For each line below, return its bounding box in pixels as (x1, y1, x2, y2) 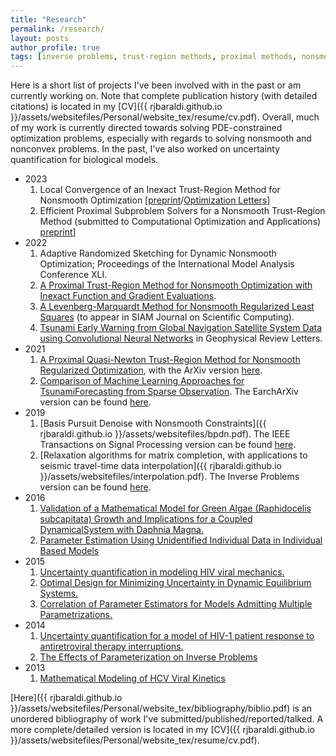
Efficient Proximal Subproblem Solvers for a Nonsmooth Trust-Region (39, 205, 326, 217)
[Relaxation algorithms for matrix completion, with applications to (39, 449, 308, 461)
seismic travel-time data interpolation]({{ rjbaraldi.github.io (39, 460, 282, 472)
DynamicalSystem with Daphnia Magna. (39, 524, 204, 536)
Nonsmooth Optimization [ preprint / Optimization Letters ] (39, 194, 271, 206)
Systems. (39, 587, 79, 600)
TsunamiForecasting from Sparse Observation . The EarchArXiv (39, 386, 299, 398)
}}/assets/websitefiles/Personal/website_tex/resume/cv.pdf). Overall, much (10, 111, 320, 123)
